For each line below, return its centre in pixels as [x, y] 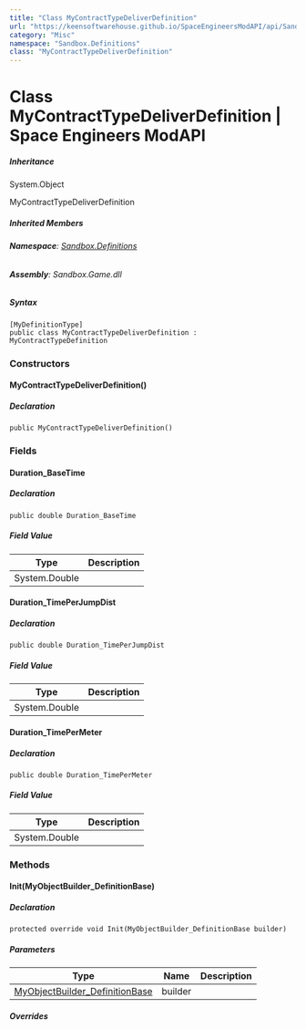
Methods [30, 865]
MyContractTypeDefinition [58, 340]
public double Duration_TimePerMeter [81, 775]
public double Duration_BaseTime [73, 515]
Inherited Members [46, 223]
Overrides [29, 1016]
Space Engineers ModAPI [108, 135]
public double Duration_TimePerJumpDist [87, 645]
